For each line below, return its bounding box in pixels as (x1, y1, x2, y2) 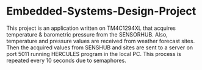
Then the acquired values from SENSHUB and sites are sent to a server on (6, 44, 193, 51)
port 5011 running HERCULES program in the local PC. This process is (6, 50, 181, 57)
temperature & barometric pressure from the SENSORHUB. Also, (6, 30, 168, 38)
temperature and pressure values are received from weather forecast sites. (6, 37, 195, 44)
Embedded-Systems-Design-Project (6, 4, 197, 18)
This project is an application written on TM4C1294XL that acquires (6, 24, 176, 32)
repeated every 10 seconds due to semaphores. (6, 57, 126, 64)
